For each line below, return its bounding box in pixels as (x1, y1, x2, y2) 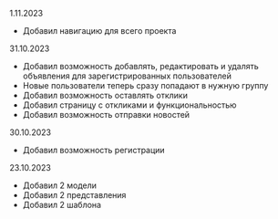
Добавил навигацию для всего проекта (22, 26, 177, 36)
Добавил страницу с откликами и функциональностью (22, 99, 237, 110)
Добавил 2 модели (22, 180, 98, 191)
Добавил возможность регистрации (22, 145, 166, 155)
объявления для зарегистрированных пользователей (22, 70, 232, 81)
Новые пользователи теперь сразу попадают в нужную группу (22, 80, 269, 90)
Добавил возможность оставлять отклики (22, 90, 189, 100)
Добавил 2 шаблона (22, 200, 102, 210)
